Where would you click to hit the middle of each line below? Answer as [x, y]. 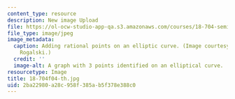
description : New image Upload [53, 20]
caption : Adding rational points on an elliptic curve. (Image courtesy [122, 46]
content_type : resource [42, 14]
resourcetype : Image [37, 72]
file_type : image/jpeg [40, 33]
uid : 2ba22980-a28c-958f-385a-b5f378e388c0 [72, 85]
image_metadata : [31, 40]
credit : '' [29, 59]
